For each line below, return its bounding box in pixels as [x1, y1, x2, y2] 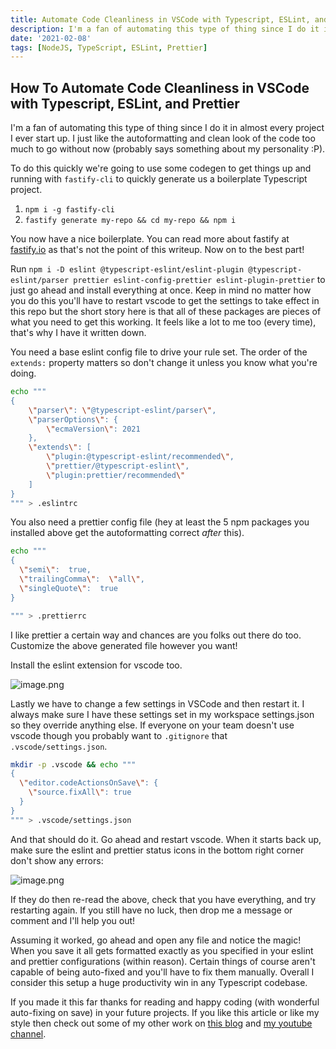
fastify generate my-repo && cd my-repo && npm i [24, 216, 237, 226]
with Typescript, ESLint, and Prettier [10, 95, 240, 112]
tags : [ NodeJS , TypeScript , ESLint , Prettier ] [10, 42, 208, 53]
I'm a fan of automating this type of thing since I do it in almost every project [10, 122, 325, 134]
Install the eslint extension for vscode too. [10, 659, 183, 671]
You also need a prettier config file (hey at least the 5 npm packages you [10, 516, 310, 528]
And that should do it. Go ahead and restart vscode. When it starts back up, [10, 833, 322, 845]
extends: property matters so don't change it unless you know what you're [10, 357, 318, 369]
